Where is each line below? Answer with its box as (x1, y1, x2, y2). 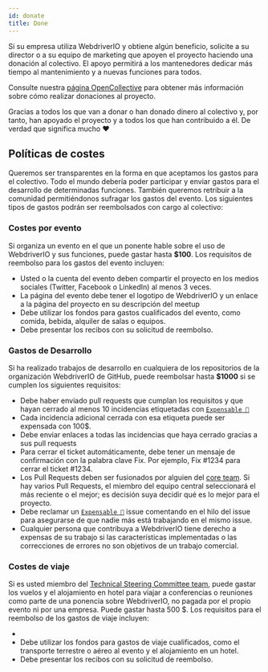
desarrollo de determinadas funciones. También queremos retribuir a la (8, 186, 244, 195)
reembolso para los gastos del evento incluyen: (8, 258, 164, 268)
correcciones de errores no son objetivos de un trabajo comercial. (19, 540, 239, 551)
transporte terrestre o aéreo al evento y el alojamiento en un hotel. (19, 646, 239, 656)
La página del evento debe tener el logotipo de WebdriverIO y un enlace (19, 290, 258, 300)
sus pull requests (19, 438, 77, 448)
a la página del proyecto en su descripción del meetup (19, 299, 201, 309)
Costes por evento (8, 223, 82, 234)
